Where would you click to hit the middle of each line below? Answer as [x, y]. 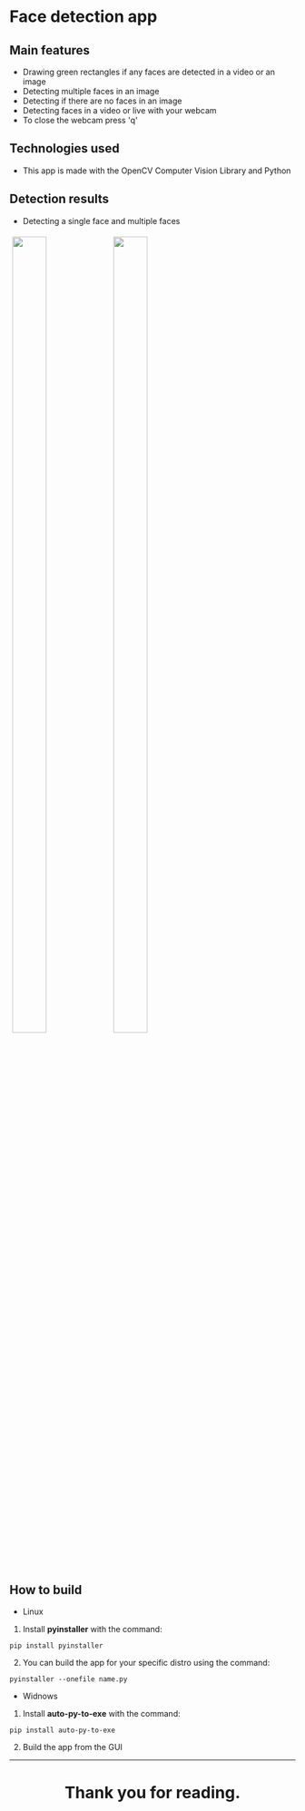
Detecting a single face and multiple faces [101, 220]
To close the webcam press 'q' [80, 120]
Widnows [40, 1696]
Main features [50, 50]
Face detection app [84, 17]
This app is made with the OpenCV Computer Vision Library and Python [157, 171]
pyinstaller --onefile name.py [69, 1679]
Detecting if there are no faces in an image [102, 101]
